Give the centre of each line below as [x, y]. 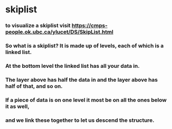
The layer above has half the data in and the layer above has [82, 80]
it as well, [17, 106]
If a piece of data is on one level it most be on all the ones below [86, 100]
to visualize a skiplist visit [38, 26]
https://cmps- [90, 26]
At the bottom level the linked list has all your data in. [73, 66]
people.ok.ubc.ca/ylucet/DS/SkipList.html [60, 32]
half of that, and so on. [34, 86]
